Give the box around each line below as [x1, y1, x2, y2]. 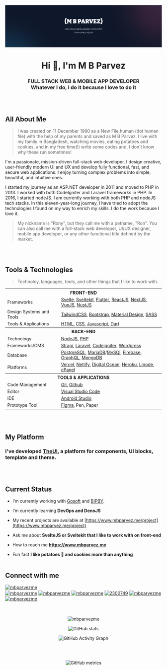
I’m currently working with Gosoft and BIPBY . [12, 498, 105, 504]
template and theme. [5, 454, 57, 461]
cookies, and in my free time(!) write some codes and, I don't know [17, 144, 155, 150]
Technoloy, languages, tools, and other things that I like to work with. [17, 279, 159, 285]
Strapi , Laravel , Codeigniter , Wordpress [61, 342, 142, 348]
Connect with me [5, 571, 60, 580]
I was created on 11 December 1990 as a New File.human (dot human [17, 128, 159, 134]
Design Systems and [7, 309, 50, 315]
